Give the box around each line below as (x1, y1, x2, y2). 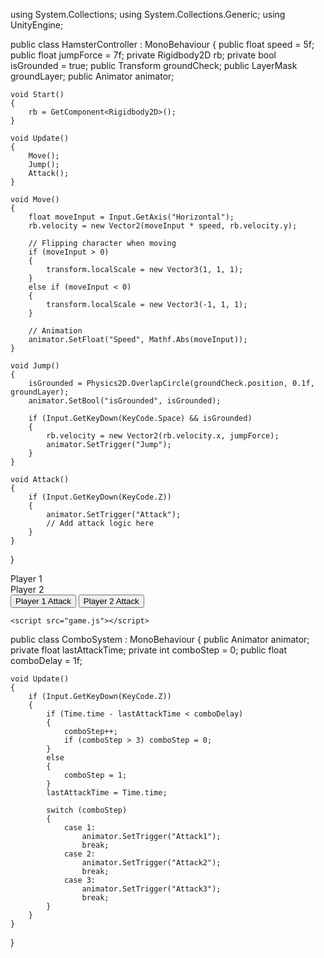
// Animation (28, 326, 83, 336)
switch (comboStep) (46, 805, 128, 815)
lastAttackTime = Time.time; (46, 788, 168, 798)
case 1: (63, 823, 97, 833)
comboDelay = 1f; (10, 655, 83, 666)
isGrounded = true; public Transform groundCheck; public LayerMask (10, 60, 298, 71)
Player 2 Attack (83, 596, 140, 606)
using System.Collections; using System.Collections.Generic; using (10, 9, 286, 20)
